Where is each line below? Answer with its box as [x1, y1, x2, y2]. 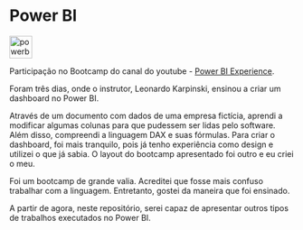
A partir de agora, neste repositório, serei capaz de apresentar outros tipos [9, 202, 289, 213]
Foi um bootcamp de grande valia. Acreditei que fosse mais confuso [9, 175, 264, 186]
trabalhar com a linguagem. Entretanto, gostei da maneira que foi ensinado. [9, 185, 290, 196]
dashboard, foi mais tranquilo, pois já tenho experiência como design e [9, 139, 274, 150]
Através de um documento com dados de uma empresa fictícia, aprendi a [9, 110, 283, 121]
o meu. [9, 158, 36, 169]
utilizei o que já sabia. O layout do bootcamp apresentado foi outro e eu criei [9, 148, 294, 159]
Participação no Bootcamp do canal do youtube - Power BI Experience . [9, 65, 275, 77]
